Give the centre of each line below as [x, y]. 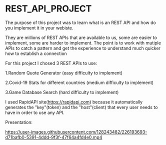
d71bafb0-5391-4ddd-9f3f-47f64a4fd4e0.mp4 [54, 137]
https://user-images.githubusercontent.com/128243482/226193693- [76, 132]
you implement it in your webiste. [39, 27]
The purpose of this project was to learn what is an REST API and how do [80, 22]
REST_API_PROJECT [48, 9]
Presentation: [19, 122]
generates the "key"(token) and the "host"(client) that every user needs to [81, 107]
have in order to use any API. [35, 112]
